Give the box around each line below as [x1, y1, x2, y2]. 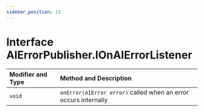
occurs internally [59, 96, 108, 104]
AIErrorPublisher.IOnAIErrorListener [6, 48, 192, 61]
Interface [6, 35, 53, 49]
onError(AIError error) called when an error [59, 88, 189, 96]
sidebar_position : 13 [6, 9, 61, 15]
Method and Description [59, 74, 132, 82]
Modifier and [9, 70, 47, 79]
